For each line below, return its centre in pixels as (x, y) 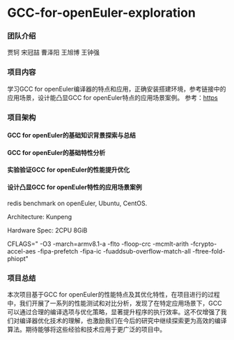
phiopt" (18, 258)
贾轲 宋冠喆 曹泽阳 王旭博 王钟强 (53, 52)
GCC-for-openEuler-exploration (102, 13)
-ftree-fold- (209, 251)
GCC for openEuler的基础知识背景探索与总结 (71, 135)
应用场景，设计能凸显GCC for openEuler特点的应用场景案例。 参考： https (112, 97)
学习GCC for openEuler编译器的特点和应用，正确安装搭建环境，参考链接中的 (117, 89)
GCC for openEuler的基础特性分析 (56, 152)
